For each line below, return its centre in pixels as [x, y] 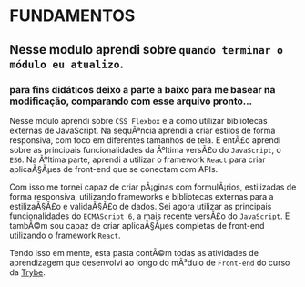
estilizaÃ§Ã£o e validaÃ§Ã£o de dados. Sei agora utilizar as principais [141, 206]
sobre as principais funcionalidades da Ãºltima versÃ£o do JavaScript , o [146, 149]
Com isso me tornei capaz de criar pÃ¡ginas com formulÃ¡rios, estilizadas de [153, 187]
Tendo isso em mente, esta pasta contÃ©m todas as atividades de [134, 252]
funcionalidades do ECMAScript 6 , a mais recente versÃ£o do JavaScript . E [150, 216]
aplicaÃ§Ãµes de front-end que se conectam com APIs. [114, 169]
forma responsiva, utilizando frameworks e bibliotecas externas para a [142, 196]
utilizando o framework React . [65, 235]
